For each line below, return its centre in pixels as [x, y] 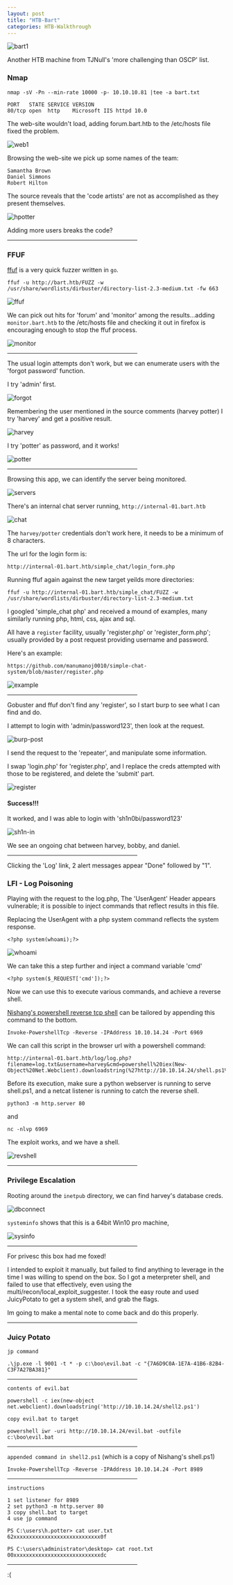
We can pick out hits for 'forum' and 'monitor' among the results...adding [111, 315]
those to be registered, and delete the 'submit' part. [81, 773]
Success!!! [23, 803]
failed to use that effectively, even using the [69, 1284]
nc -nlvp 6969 [28, 1129]
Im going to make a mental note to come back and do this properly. [103, 1312]
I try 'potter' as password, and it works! [63, 445]
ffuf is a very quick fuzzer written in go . [63, 269]
